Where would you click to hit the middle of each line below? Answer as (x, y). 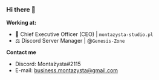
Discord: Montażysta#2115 (48, 64)
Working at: (21, 23)
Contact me (21, 52)
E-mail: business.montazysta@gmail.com (67, 70)
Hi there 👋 (21, 10)
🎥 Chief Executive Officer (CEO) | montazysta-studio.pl (84, 34)
